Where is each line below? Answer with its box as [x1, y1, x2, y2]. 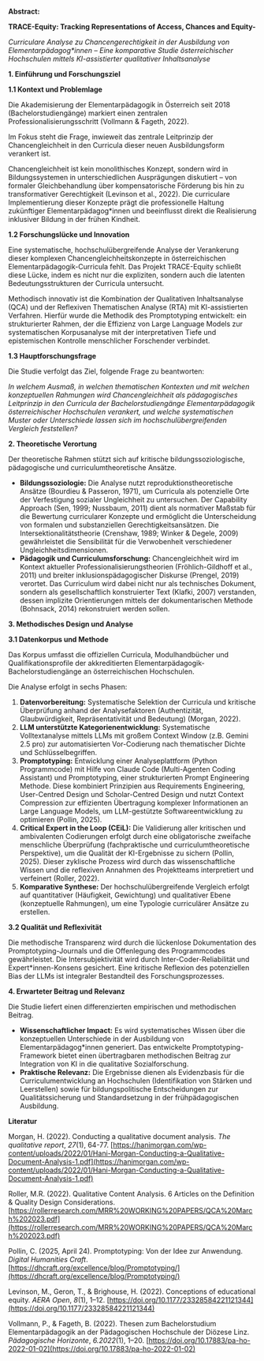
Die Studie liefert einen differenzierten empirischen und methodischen [8, 1002, 236, 1011]
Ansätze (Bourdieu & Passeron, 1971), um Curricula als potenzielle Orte [19, 487, 250, 496]
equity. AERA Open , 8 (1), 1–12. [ [8, 1295, 110, 1304]
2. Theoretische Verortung [8, 439, 97, 449]
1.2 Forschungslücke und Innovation [8, 230, 130, 239]
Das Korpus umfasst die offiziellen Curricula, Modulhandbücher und [8, 650, 229, 659]
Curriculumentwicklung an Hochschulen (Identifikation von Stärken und [19, 1076, 252, 1085]
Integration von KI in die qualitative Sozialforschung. [19, 1059, 189, 1069]
